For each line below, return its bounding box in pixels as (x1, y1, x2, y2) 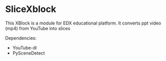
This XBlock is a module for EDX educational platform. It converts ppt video (5, 20, 161, 26)
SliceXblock (5, 3, 56, 15)
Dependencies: (5, 35, 37, 41)
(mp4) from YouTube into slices (5, 25, 70, 31)
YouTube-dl (12, 44, 37, 50)
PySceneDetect (12, 50, 45, 56)
